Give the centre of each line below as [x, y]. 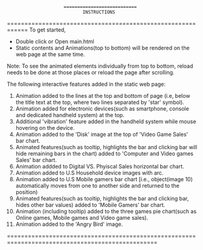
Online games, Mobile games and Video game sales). [82, 218]
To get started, [47, 30]
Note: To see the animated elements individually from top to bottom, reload [100, 66]
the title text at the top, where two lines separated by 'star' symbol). [100, 102]
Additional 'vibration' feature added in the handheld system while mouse [106, 121]
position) [27, 192]
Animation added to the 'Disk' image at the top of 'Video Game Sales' [102, 134]
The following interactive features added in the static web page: [86, 84]
